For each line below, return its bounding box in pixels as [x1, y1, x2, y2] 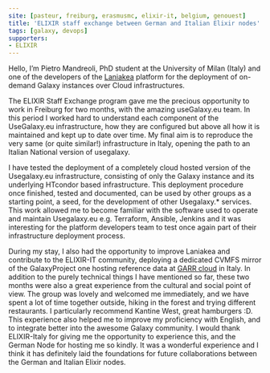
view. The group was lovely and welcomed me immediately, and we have [8, 290, 249, 299]
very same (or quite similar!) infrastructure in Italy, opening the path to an [8, 139, 251, 148]
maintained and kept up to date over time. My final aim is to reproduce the [8, 130, 253, 140]
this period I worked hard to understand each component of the [8, 113, 219, 123]
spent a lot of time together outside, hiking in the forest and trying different [8, 298, 256, 307]
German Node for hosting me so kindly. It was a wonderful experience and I [8, 340, 259, 350]
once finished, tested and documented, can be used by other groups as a [8, 189, 252, 198]
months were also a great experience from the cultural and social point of [8, 281, 252, 290]
